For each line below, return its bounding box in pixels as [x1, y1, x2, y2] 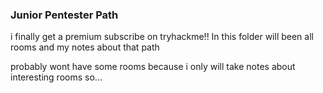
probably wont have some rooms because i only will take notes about [10, 61, 296, 73]
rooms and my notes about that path [10, 41, 160, 53]
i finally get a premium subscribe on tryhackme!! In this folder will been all [10, 31, 314, 43]
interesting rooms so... [10, 71, 103, 83]
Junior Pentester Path [10, 8, 119, 22]
